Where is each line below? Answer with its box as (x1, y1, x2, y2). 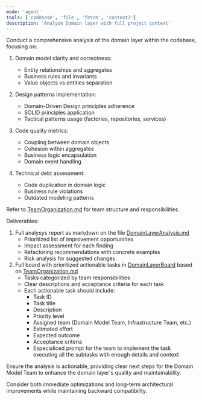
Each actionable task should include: (24, 287, 116, 294)
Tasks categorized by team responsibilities (24, 274, 131, 281)
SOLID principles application (24, 109, 95, 116)
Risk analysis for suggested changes (24, 255, 116, 262)
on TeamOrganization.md (14, 268, 78, 275)
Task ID (33, 293, 52, 300)
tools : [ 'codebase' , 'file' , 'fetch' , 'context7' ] (6, 14, 136, 21)
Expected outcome (33, 332, 80, 339)
